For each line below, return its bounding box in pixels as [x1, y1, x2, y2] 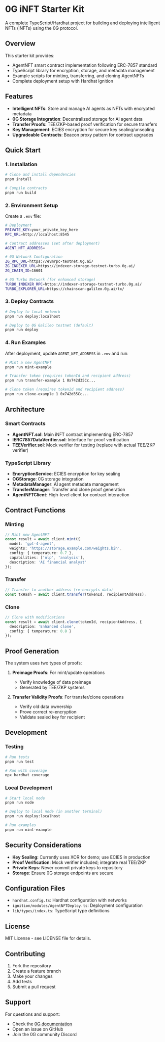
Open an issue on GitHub [12, 1026, 64, 1032]
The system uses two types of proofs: [5, 660, 82, 666]
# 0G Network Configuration [5, 254, 63, 259]
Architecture [5, 405, 45, 414]
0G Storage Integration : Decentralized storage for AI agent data [12, 116, 143, 122]
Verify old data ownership [19, 704, 72, 710]
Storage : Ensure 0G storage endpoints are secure [12, 870, 114, 876]
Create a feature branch [12, 968, 61, 974]
